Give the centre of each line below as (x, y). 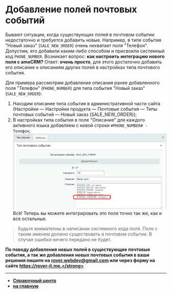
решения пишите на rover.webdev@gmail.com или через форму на (80, 261)
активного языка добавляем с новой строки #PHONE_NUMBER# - (80, 125)
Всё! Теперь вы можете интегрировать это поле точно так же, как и (87, 213)
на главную (26, 286)
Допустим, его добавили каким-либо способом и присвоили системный (85, 51)
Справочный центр (34, 281)
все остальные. (30, 219)
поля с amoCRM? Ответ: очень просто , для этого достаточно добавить (84, 62)
